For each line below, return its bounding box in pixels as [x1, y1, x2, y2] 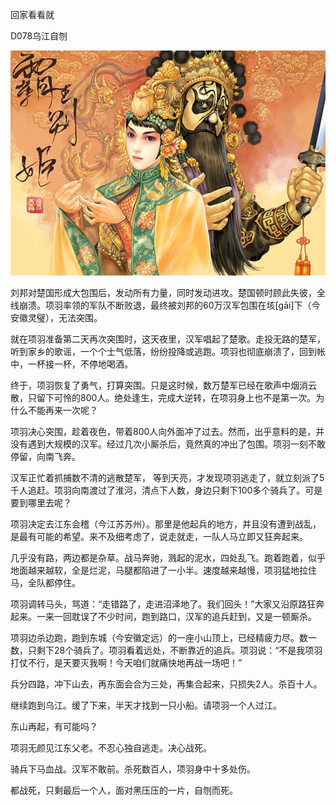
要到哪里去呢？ [10, 497, 72, 509]
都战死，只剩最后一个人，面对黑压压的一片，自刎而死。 [10, 784, 238, 797]
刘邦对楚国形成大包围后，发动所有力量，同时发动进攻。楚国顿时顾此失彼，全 [10, 287, 326, 299]
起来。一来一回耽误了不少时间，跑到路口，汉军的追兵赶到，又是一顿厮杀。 [10, 611, 317, 623]
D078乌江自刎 [10, 30, 68, 42]
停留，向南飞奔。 [10, 451, 81, 463]
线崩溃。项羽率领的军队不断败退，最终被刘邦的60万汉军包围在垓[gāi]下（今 [10, 299, 321, 312]
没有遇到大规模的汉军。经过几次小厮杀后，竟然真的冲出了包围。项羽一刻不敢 [10, 438, 326, 450]
